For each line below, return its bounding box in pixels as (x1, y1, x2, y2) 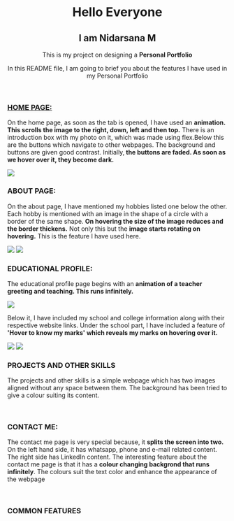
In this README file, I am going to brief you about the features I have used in (7, 64, 228, 72)
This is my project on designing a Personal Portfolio (42, 50, 193, 59)
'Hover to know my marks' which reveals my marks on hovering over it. (7, 328, 218, 336)
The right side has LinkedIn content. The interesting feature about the (7, 452, 207, 462)
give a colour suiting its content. (7, 391, 100, 399)
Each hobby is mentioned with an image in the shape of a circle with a (7, 209, 208, 217)
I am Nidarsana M (78, 32, 156, 44)
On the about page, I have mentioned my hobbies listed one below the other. (7, 202, 228, 210)
